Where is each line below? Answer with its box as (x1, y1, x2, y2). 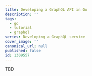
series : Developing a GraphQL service (5, 35, 85, 40)
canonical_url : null (5, 44, 48, 49)
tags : (5, 16, 16, 21)
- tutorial (9, 25, 32, 30)
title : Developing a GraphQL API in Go (5, 7, 88, 12)
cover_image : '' (5, 39, 39, 44)
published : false (5, 48, 41, 53)
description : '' (5, 12, 39, 17)
